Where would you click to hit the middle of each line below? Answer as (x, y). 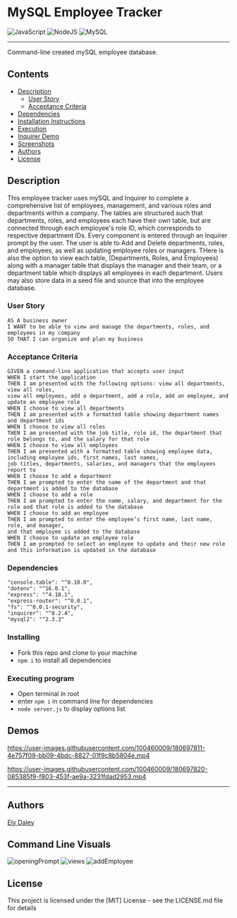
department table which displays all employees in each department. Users (115, 273)
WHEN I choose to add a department (60, 477)
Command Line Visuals (59, 844)
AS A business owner (38, 320)
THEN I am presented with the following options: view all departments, (116, 384)
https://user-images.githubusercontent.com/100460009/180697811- (107, 747)
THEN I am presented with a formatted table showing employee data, (110, 452)
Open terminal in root (48, 694)
